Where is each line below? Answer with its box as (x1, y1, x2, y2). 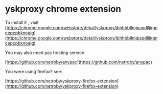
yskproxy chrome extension (5, 3, 121, 15)
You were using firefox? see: (5, 68, 63, 74)
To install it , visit (5, 19, 39, 25)
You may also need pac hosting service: (5, 50, 86, 56)
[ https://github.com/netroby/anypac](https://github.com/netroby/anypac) (5, 59, 153, 65)
